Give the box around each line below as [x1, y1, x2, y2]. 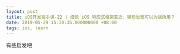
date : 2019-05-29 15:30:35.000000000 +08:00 [6, 19, 117, 25]
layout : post [6, 8, 38, 15]
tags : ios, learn [6, 25, 49, 31]
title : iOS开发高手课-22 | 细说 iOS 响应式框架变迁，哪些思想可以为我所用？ [6, 14, 175, 20]
